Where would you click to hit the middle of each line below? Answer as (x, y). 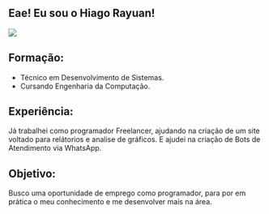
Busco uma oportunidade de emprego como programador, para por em (127, 193)
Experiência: (41, 111)
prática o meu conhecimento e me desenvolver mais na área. (110, 202)
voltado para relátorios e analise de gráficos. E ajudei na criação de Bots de (134, 139)
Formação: (36, 58)
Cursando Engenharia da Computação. (85, 86)
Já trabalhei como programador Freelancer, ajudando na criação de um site (134, 131)
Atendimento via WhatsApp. (55, 148)
